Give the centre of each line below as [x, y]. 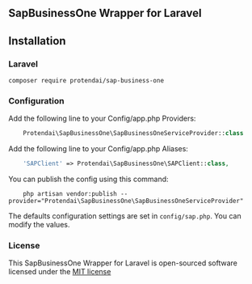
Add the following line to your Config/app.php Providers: [102, 119]
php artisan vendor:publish [70, 194]
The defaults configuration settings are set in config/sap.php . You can [125, 216]
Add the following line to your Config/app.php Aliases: [98, 149]
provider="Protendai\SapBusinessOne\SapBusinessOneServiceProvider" [126, 201]
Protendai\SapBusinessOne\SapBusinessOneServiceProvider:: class [133, 134]
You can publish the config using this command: [88, 179]
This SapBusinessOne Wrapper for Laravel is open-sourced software [123, 263]
